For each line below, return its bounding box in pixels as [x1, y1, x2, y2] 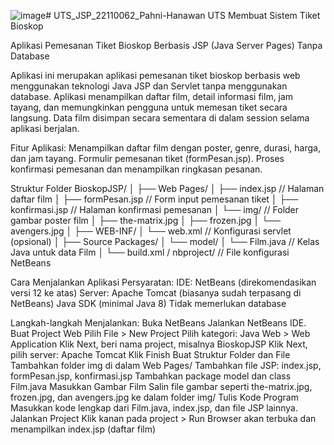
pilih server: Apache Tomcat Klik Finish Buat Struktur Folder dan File [10, 349, 291, 360]
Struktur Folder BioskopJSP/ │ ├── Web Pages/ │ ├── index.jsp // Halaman [10, 183, 325, 194]
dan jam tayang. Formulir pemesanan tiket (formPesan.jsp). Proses [10, 153, 285, 164]
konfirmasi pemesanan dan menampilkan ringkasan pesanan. [10, 163, 263, 175]
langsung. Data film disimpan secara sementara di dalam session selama [10, 112, 310, 124]
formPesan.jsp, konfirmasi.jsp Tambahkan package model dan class [10, 370, 292, 382]
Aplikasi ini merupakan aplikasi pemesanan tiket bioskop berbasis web [10, 70, 301, 81]
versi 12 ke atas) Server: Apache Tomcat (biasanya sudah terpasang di [10, 287, 302, 299]
